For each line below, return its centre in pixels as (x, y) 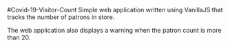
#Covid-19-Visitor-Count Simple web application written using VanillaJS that (115, 10)
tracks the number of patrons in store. (61, 17)
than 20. (19, 37)
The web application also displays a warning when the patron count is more (114, 30)
